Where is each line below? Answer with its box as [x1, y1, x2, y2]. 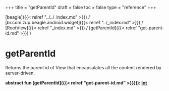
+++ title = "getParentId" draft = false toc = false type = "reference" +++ [5, 5, 156, 10]
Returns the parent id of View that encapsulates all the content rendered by [5, 64, 161, 70]
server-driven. [5, 70, 35, 76]
